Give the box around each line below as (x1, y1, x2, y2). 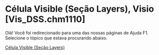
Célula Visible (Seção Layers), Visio (5, 3, 154, 15)
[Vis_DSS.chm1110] (5, 14, 85, 25)
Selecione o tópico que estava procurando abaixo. (5, 35, 108, 41)
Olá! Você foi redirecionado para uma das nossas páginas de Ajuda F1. (5, 30, 149, 36)
